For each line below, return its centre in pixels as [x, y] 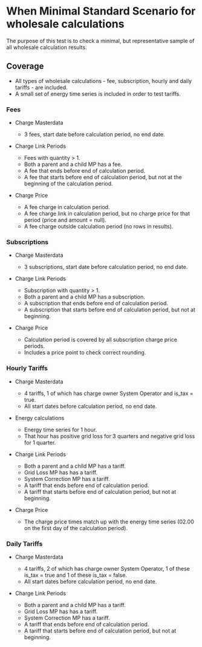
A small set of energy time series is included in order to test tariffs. [98, 94]
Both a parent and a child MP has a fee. [73, 164]
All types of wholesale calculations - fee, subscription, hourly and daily [103, 81]
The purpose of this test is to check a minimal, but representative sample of [100, 41]
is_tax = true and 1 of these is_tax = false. [75, 575]
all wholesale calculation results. [47, 47]
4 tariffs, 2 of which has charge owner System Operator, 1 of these [107, 568]
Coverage [25, 66]
